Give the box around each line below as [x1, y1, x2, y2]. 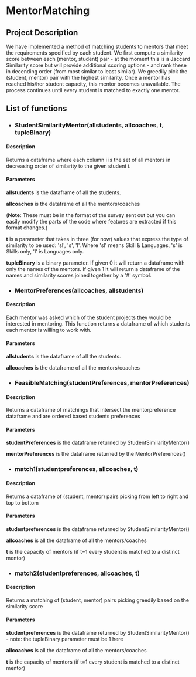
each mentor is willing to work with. [6, 326, 92, 333]
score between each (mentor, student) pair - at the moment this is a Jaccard [6, 56, 190, 62]
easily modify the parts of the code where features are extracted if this [6, 218, 177, 225]
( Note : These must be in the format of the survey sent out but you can [6, 211, 176, 218]
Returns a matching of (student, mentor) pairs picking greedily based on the [6, 597, 189, 604]
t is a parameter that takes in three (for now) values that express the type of [6, 235, 189, 242]
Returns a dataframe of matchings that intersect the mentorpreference [6, 407, 176, 414]
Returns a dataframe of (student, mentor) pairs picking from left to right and [6, 493, 189, 500]
